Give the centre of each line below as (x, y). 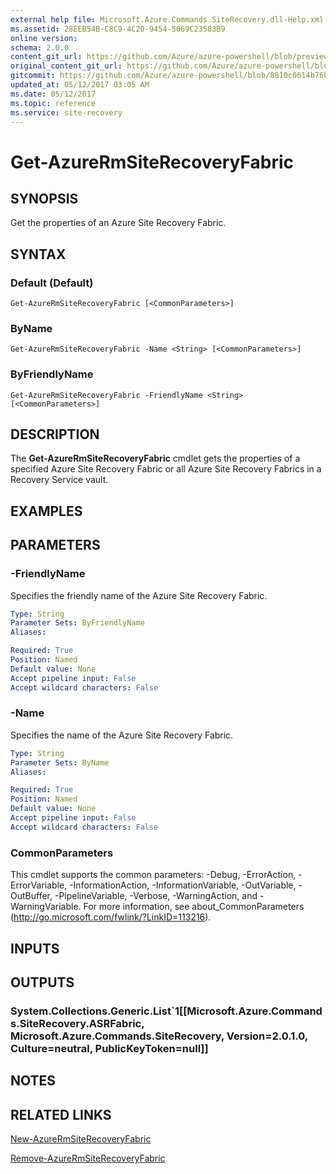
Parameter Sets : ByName (60, 762)
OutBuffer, (31, 896)
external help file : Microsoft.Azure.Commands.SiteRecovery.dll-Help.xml (167, 19)
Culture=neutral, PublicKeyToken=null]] (109, 1048)
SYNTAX (38, 254)
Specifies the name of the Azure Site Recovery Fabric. (122, 735)
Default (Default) (52, 283)
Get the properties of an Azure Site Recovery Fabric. (118, 223)
